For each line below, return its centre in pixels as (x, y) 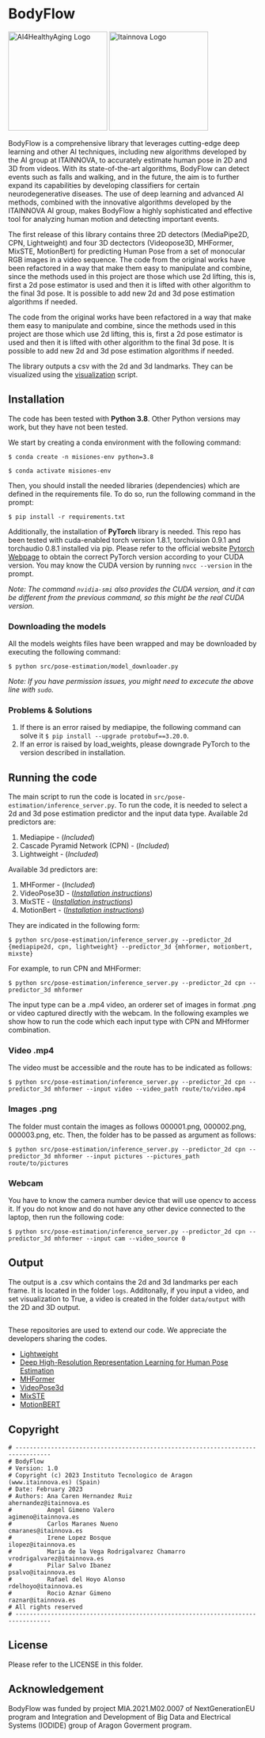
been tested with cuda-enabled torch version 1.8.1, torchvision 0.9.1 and (125, 540)
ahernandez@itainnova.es (49, 1503)
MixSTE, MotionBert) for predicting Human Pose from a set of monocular (127, 251)
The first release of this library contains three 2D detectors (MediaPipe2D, (129, 234)
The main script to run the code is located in (80, 796)
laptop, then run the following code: (66, 1217)
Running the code (53, 777)
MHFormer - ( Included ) (57, 885)
